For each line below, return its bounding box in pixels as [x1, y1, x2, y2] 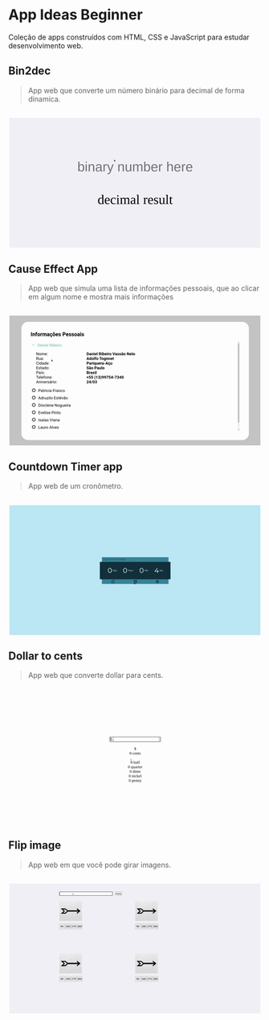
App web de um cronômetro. [27, 481, 124, 491]
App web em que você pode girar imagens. [27, 860, 171, 869]
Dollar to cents [8, 649, 83, 663]
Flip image [8, 839, 62, 853]
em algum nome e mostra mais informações [27, 291, 174, 301]
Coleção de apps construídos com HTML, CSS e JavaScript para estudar [8, 32, 251, 42]
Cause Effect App [8, 262, 98, 275]
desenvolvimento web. [8, 40, 84, 50]
